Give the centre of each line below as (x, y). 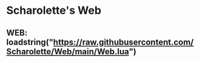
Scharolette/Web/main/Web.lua (68, 51)
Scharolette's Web (54, 11)
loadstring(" (30, 42)
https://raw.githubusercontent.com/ (123, 42)
